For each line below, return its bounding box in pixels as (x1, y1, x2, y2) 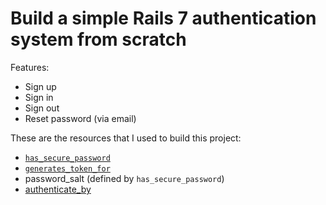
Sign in (24, 91, 54, 103)
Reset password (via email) (24, 112, 137, 124)
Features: (10, 61, 50, 73)
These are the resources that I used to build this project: (10, 132, 242, 144)
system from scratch (10, 28, 187, 51)
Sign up (24, 80, 57, 92)
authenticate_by (24, 183, 92, 195)
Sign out (24, 102, 60, 114)
